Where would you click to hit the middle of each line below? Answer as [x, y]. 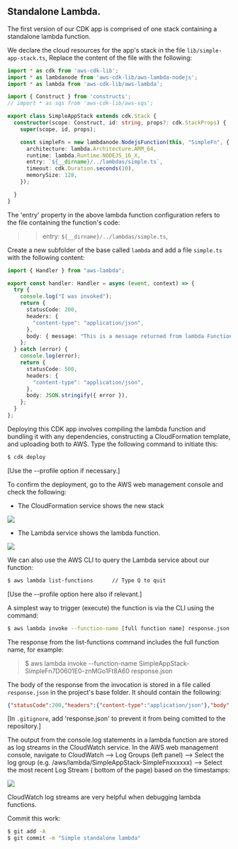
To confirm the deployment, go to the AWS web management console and [115, 484]
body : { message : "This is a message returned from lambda [115, 336]
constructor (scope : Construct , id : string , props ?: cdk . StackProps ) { [120, 123]
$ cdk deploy [27, 457]
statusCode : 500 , [52, 369]
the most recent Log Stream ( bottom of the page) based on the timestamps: [119, 770]
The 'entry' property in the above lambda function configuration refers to [114, 215]
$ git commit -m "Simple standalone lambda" [74, 838]
